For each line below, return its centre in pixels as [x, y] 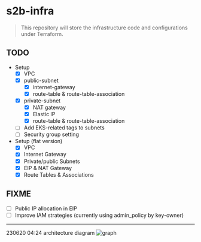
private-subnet [42, 101]
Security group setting [51, 134]
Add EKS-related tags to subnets [64, 128]
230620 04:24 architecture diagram [51, 232]
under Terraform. [42, 34]
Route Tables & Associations [59, 174]
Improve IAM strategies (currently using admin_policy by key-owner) [99, 215]
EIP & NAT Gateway [48, 168]
